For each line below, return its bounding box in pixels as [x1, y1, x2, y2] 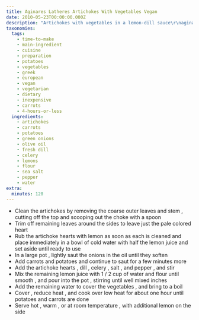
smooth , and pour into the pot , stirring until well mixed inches [14, 277, 168, 284]
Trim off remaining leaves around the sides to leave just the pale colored [14, 220, 191, 227]
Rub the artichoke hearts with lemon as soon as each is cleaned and [14, 232, 182, 239]
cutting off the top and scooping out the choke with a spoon [14, 213, 162, 220]
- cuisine [17, 47, 41, 53]
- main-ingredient [17, 42, 62, 48]
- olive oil [17, 141, 46, 147]
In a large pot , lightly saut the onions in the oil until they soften [14, 251, 168, 258]
